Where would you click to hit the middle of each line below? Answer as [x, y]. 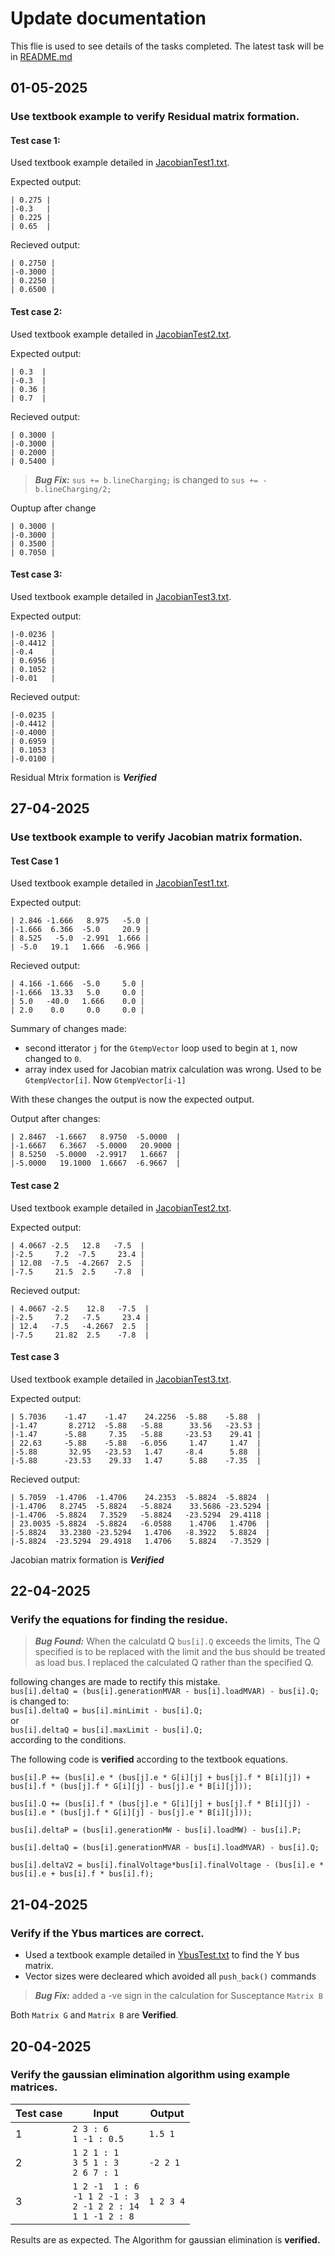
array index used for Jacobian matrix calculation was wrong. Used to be [173, 1069]
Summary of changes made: [68, 1029]
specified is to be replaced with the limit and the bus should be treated [180, 1652]
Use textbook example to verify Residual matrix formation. [155, 117]
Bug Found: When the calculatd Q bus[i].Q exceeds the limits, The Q [177, 1641]
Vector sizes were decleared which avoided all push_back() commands [170, 1976]
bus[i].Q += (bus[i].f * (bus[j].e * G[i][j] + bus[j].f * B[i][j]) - [160, 1804]
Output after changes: [55, 1119]
